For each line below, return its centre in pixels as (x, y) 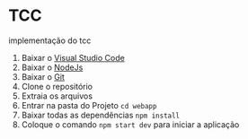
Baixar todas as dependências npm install (101, 115)
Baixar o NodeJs (52, 67)
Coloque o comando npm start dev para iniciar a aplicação (130, 124)
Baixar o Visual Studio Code (73, 57)
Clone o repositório (57, 86)
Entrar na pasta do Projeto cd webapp (89, 105)
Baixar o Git (43, 76)
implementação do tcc (50, 40)
